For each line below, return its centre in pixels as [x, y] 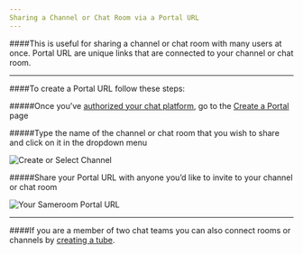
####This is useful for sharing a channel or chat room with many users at [146, 43]
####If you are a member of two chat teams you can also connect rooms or [150, 230]
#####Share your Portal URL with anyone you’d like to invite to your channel [151, 177]
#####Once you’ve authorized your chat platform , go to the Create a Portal [149, 105]
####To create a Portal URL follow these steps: [97, 88]
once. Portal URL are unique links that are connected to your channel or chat [151, 53]
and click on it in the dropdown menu [78, 142]
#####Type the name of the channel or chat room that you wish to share [144, 132]
